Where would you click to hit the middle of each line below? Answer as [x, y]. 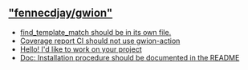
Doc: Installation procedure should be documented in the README [130, 57]
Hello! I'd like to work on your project [81, 49]
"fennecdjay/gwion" [61, 13]
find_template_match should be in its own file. [96, 32]
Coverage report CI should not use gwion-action [100, 41]
